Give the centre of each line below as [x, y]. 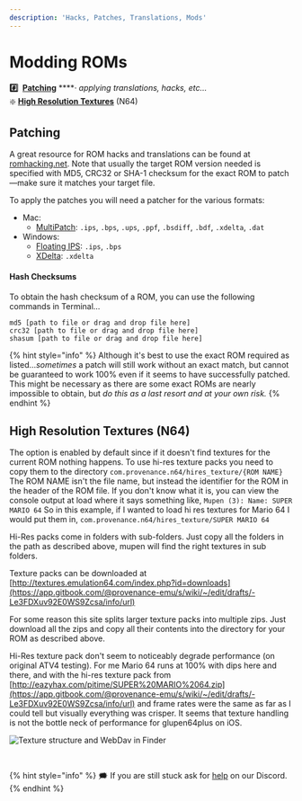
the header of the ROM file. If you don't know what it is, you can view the [144, 491]
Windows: [41, 237]
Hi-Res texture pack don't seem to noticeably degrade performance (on [142, 656]
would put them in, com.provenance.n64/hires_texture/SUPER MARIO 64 [139, 520]
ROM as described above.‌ [57, 638]
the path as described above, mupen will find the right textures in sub [138, 547]
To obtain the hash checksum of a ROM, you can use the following [132, 297]
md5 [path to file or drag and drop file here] [100, 323]
